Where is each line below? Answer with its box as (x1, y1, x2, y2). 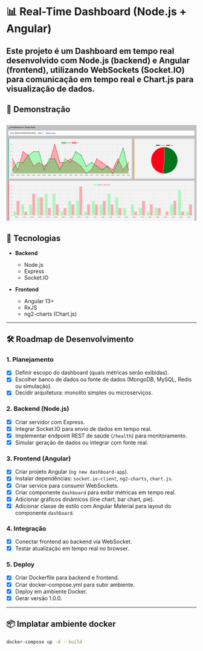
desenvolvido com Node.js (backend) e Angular (6, 55, 190, 65)
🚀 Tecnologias (6, 234, 61, 244)
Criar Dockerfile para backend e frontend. (14, 574, 120, 581)
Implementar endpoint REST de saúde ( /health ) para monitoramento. (14, 432, 187, 439)
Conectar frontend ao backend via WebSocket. (14, 538, 132, 545)
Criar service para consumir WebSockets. (14, 482, 119, 489)
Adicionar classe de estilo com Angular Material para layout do (14, 502, 171, 509)
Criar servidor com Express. (14, 418, 85, 425)
